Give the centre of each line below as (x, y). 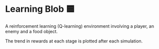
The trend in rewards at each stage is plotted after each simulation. (74, 41)
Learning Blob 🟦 (40, 9)
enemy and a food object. (32, 31)
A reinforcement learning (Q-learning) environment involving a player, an (80, 26)
